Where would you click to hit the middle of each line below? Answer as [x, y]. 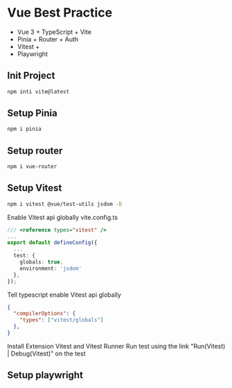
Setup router [35, 150]
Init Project [31, 76]
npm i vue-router [32, 167]
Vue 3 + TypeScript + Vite [54, 32]
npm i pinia [24, 129]
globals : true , [42, 262]
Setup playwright [45, 375]
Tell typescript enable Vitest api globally [64, 295]
